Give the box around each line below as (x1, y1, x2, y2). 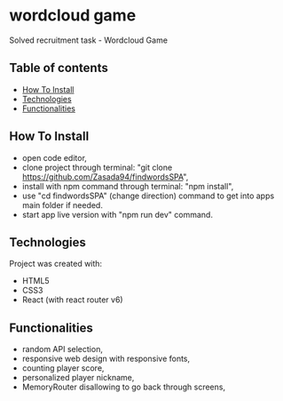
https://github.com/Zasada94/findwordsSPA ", (21, 171, 189, 182)
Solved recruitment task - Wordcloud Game (9, 35, 169, 45)
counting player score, (21, 363, 105, 373)
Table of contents (9, 60, 108, 76)
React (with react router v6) (21, 294, 123, 305)
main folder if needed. (21, 199, 104, 210)
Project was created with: (9, 259, 103, 269)
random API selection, (21, 344, 104, 355)
